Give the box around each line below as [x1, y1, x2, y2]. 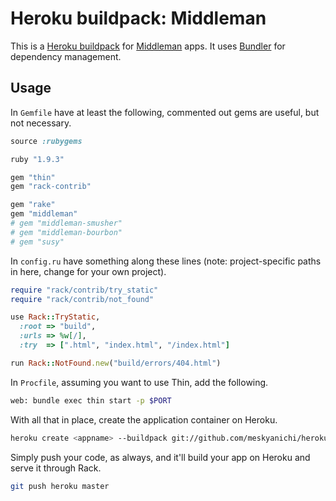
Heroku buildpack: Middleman [10, 7, 267, 30]
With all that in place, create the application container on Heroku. [10, 413, 278, 426]
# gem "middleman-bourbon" [10, 227, 123, 237]
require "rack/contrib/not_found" [10, 294, 155, 304]
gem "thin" [10, 172, 56, 182]
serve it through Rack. [10, 462, 102, 474]
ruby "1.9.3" [10, 154, 65, 164]
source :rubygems [10, 136, 83, 146]
